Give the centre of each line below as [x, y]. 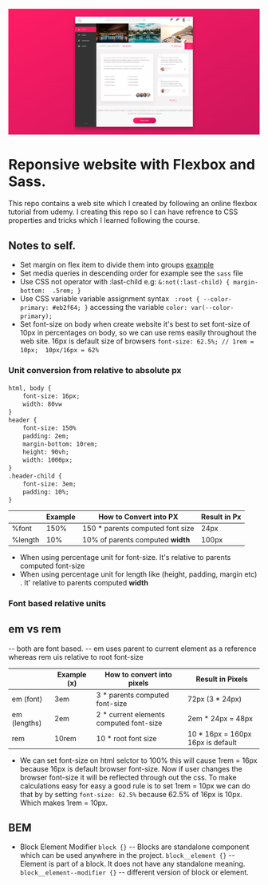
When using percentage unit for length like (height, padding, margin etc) [138, 574]
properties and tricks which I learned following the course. [104, 220]
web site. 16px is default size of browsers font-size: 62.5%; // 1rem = [137, 341]
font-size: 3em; [50, 484]
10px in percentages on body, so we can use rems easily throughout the [138, 333]
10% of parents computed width [136, 539]
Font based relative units [57, 603]
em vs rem [35, 629]
